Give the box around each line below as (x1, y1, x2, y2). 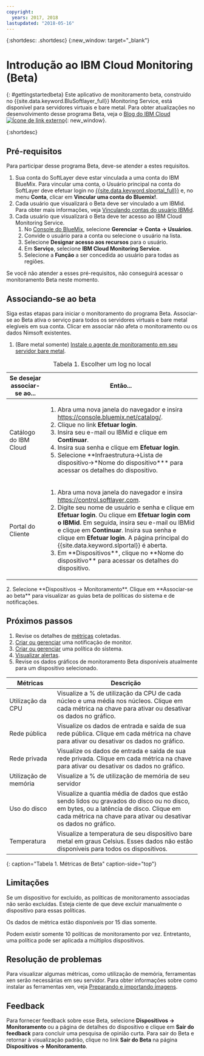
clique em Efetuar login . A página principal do (57, 533, 189, 542)
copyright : (6, 8, 34, 15)
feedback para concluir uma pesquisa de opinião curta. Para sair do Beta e (6, 1030, 194, 1037)
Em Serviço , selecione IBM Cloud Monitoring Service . (24, 245, 161, 252)
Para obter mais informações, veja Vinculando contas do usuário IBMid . (15, 206, 194, 214)
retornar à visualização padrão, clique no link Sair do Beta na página (6, 1036, 178, 1044)
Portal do (9, 522, 35, 530)
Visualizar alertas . (15, 651, 60, 658)
